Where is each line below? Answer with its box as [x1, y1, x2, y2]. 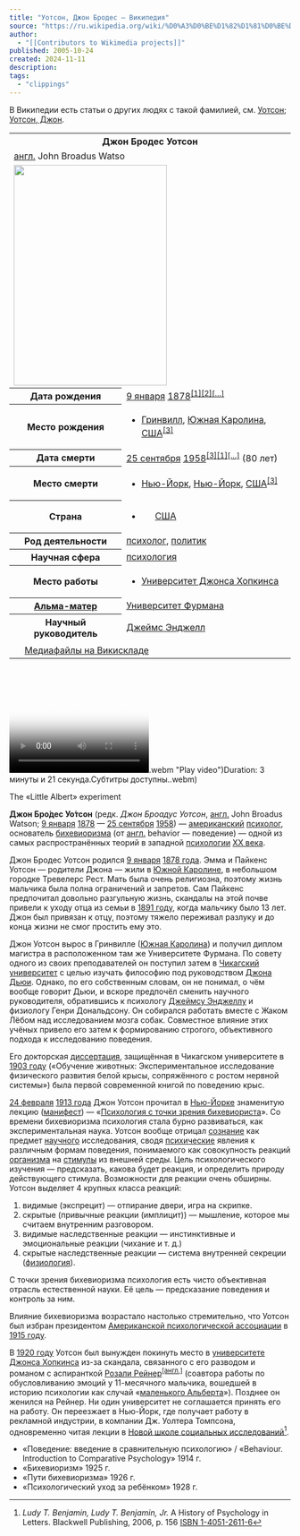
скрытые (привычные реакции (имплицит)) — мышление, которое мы [21, 1209, 290, 1220]
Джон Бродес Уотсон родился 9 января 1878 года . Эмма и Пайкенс [9, 854, 268, 865]
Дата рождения [29, 390, 102, 402]
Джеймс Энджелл [126, 621, 205, 633]
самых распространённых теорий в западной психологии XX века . [9, 837, 266, 847]
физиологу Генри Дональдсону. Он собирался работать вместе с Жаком [9, 1005, 288, 1016]
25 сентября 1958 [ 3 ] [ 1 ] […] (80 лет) [126, 450, 279, 465]
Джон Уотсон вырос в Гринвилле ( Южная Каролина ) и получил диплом [9, 938, 283, 949]
